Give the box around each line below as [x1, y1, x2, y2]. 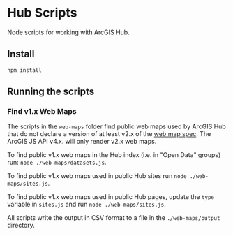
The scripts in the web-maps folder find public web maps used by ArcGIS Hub [7, 122, 227, 131]
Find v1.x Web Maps [7, 107, 77, 117]
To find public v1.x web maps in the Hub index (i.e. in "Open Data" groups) [7, 151, 221, 159]
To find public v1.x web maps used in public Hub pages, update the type [7, 193, 215, 201]
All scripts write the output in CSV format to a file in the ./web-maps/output [7, 214, 220, 222]
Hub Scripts [7, 5, 77, 21]
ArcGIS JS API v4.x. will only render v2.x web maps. [7, 138, 157, 146]
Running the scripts [7, 86, 95, 98]
